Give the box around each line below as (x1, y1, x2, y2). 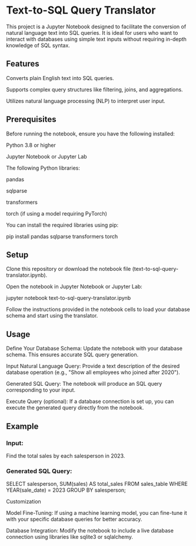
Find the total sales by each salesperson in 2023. (6, 452, 125, 459)
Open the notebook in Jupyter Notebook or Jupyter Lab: (6, 283, 142, 290)
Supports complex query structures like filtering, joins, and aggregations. (6, 86, 184, 93)
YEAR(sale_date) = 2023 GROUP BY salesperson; (6, 487, 127, 494)
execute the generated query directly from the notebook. (6, 404, 144, 411)
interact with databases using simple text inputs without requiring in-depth (6, 35, 187, 42)
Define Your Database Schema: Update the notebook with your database (6, 345, 182, 352)
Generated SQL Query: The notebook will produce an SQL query (6, 380, 162, 388)
